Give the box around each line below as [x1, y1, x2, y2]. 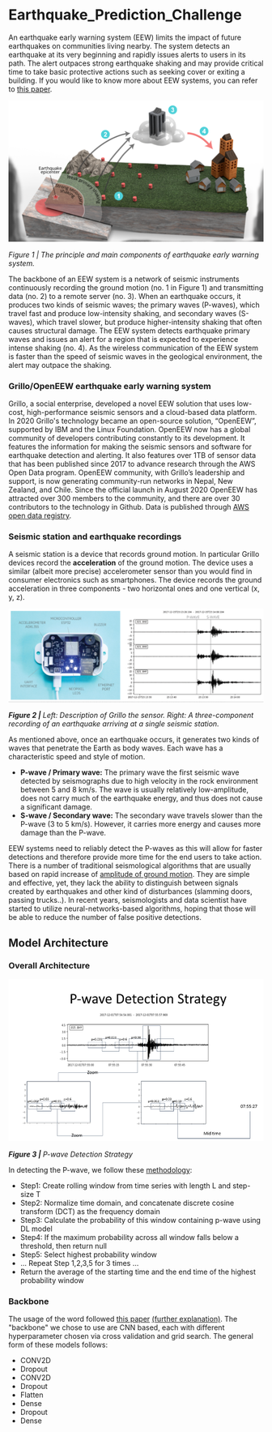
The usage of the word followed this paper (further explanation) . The [8, 1314, 238, 1324]
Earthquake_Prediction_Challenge [8, 6, 242, 24]
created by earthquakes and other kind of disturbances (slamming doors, [8, 887, 253, 896]
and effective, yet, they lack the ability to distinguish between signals [8, 878, 239, 888]
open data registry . [8, 511, 72, 520]
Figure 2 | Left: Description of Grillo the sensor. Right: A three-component [8, 711, 254, 720]
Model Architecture [8, 936, 109, 950]
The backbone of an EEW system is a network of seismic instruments [8, 274, 240, 284]
